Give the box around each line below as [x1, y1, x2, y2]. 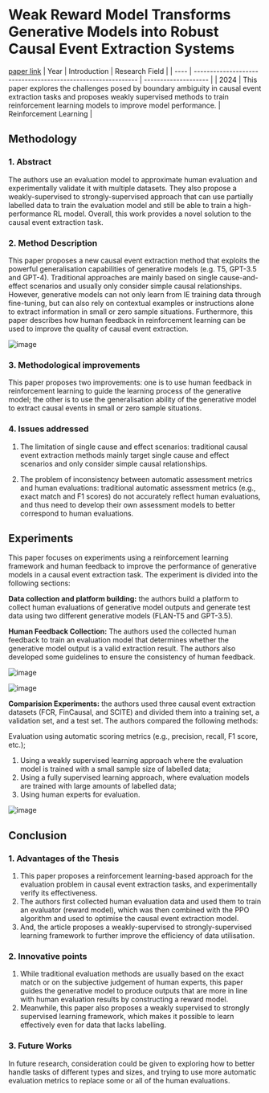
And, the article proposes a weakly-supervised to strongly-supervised [19, 922, 252, 932]
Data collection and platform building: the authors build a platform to [8, 594, 239, 604]
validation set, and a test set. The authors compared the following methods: [8, 716, 259, 726]
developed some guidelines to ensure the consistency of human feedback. [8, 652, 255, 662]
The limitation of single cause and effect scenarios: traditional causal [19, 442, 248, 451]
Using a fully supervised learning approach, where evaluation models [19, 773, 250, 782]
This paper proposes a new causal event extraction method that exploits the [8, 255, 260, 265]
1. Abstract [8, 157, 52, 168]
